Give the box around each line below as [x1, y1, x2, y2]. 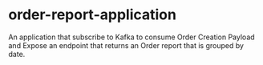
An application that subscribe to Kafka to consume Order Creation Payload [8, 32, 255, 42]
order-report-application [8, 6, 176, 24]
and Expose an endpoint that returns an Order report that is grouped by [8, 40, 245, 50]
